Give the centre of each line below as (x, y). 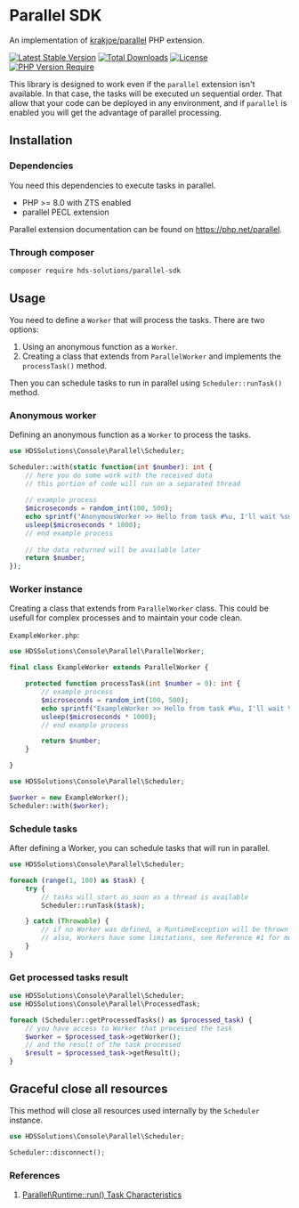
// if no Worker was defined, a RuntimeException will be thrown (165, 930)
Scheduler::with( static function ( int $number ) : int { (111, 467)
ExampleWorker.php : (44, 635)
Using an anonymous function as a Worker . (100, 346)
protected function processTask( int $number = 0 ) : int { (133, 684)
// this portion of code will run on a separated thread (133, 483)
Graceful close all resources (89, 1089)
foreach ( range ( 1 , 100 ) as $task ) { (77, 880)
